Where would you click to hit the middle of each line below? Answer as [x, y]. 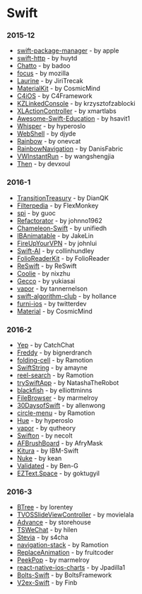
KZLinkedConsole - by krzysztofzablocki [76, 104]
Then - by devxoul [43, 164]
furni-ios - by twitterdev [52, 303]
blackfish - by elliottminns [54, 390]
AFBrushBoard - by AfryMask [60, 443]
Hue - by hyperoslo [45, 421]
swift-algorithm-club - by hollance [67, 296]
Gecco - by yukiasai [46, 281]
